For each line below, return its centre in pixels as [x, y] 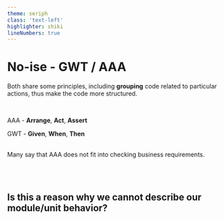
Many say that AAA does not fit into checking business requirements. [106, 155]
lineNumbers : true [34, 33]
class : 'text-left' [35, 20]
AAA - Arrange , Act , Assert [48, 120]
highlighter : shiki [35, 26]
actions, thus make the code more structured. [72, 93]
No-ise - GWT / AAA [67, 67]
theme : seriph [28, 13]
